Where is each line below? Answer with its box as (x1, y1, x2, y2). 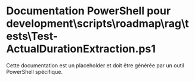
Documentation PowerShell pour (6, 4, 171, 18)
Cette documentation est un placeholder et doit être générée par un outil (6, 61, 185, 69)
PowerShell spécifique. (6, 68, 63, 75)
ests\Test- (6, 30, 58, 43)
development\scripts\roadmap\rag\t (6, 17, 189, 30)
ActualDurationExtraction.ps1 (6, 42, 156, 56)
